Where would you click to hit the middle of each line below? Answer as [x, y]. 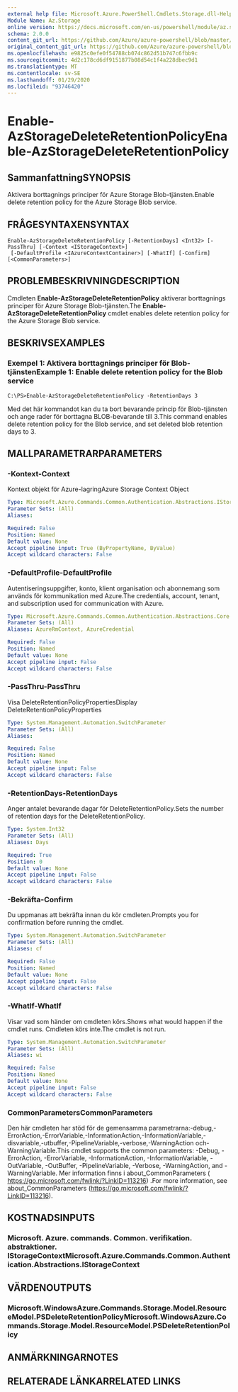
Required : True [30, 855]
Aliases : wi [25, 1055]
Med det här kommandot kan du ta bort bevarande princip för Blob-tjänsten [118, 409]
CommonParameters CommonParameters [80, 1112]
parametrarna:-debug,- [182, 1128]
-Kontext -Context [39, 473]
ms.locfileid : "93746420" [45, 86]
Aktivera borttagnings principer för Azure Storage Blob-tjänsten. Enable [111, 195]
